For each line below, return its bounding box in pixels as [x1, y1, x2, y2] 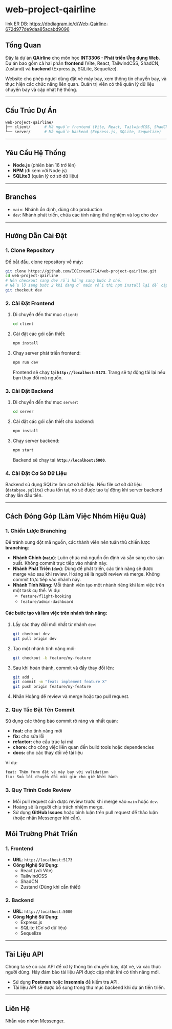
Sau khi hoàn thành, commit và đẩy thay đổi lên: [12, 665, 114, 671]
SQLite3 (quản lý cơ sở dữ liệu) [12, 173, 79, 179]
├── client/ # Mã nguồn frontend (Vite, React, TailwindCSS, [5, 124, 153, 130]
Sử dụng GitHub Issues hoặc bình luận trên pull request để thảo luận [12, 809, 158, 815]
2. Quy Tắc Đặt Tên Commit [5, 706, 75, 713]
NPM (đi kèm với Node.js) [12, 168, 68, 173]
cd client [12, 321, 34, 327]
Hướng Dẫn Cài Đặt [5, 231, 68, 240]
